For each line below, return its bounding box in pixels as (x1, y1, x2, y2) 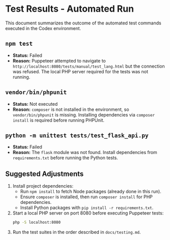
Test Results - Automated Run (5, 3, 134, 15)
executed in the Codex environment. (5, 25, 81, 31)
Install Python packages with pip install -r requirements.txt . (20, 204, 154, 211)
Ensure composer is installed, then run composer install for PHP (20, 194, 153, 200)
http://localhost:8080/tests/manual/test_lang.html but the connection (12, 63, 165, 69)
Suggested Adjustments (5, 169, 84, 178)
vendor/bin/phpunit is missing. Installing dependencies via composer (12, 111, 155, 117)
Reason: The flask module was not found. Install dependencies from (12, 149, 157, 156)
